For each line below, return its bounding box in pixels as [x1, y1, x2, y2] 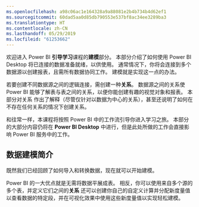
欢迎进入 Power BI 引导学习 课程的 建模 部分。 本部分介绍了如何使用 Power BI [6, 54, 192, 60]
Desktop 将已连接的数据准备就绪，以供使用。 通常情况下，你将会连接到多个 [6, 61, 192, 68]
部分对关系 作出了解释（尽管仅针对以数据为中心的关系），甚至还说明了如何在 [6, 96, 193, 103]
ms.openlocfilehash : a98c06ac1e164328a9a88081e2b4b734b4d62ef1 [6, 8, 167, 15]
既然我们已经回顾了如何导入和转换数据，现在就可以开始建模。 [6, 167, 158, 174]
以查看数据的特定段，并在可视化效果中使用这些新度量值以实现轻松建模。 [6, 194, 184, 201]
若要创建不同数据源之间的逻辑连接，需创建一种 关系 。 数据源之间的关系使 [6, 81, 185, 88]
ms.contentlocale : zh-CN [6, 25, 68, 32]
